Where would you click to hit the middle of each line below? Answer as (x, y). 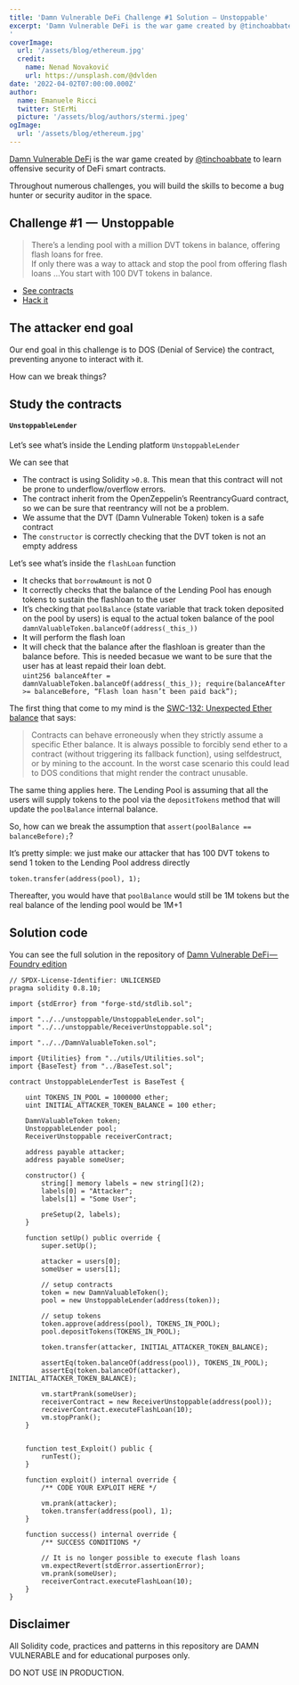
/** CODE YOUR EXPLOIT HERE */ (99, 1487)
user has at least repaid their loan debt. (94, 666)
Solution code (48, 933)
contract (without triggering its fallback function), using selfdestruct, (156, 754)
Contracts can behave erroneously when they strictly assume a (147, 735)
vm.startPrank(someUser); (89, 1394)
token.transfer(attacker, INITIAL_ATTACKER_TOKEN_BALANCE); (155, 1347)
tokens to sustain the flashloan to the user (99, 599)
